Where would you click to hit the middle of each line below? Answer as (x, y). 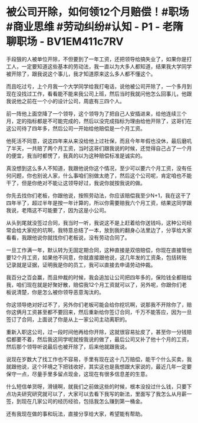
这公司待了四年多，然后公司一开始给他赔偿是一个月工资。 (76, 128)
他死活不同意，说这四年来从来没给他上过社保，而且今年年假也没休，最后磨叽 (99, 141)
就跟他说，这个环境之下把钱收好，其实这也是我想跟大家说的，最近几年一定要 (99, 366)
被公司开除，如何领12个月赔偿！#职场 (98, 12)
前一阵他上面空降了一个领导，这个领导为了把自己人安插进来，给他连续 (91, 113)
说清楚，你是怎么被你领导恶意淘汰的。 (57, 292)
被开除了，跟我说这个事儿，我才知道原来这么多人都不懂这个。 (81, 74)
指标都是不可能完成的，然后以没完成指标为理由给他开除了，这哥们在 (109, 121)
